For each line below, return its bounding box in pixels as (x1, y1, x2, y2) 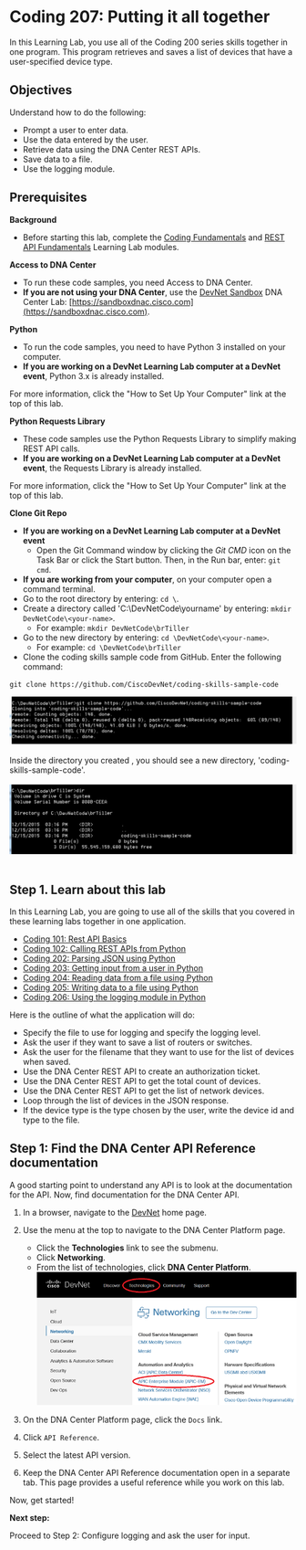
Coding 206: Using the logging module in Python (22, 992, 207, 1003)
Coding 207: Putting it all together (9, 6, 270, 27)
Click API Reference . (22, 1431, 100, 1442)
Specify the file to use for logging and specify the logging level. (22, 1028, 261, 1039)
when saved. (22, 1057, 71, 1068)
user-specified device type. (9, 56, 114, 67)
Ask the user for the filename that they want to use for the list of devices (22, 1047, 294, 1058)
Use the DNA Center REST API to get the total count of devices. (22, 1076, 261, 1087)
